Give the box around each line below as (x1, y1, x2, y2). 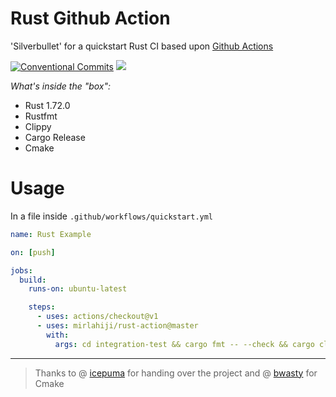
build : (19, 275, 47, 285)
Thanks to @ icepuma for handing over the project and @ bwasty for (34, 367, 318, 379)
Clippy (24, 120, 52, 132)
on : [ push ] (10, 247, 56, 257)
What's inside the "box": (10, 80, 112, 92)
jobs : (10, 265, 33, 276)
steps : (28, 302, 56, 312)
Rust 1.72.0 (24, 99, 71, 111)
